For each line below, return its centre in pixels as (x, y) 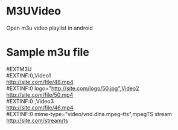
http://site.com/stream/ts (37, 120)
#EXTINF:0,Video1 (29, 75)
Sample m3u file (48, 52)
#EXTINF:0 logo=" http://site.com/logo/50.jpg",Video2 (73, 88)
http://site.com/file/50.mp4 (40, 94)
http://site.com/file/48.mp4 (40, 82)
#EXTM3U (19, 69)
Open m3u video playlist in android (50, 28)
